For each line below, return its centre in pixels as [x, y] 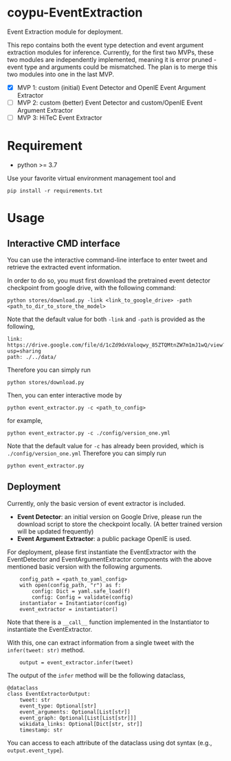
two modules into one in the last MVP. [61, 74]
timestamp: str [41, 730]
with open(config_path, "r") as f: [70, 585]
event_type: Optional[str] [58, 706]
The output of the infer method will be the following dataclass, [96, 675]
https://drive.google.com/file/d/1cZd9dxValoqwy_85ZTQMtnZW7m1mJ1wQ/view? [117, 345]
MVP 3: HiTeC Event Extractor [59, 118]
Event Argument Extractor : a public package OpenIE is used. [104, 538]
